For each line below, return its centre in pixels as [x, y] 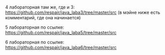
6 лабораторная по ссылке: [35, 42]
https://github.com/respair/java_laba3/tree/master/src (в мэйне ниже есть [83, 12]
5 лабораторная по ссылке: [35, 27]
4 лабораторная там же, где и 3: [40, 7]
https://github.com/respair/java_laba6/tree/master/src [61, 47]
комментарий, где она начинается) [43, 18]
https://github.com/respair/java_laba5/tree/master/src [61, 32]
